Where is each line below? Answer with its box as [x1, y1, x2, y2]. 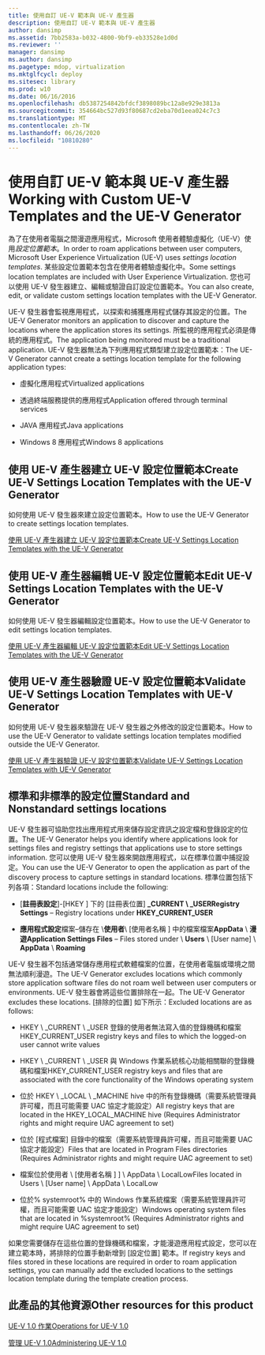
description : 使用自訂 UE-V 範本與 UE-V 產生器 [8, 19, 155, 27]
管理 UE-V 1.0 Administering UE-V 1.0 [8, 1338, 127, 1347]
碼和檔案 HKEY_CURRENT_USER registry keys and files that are [19, 1066, 223, 1075]
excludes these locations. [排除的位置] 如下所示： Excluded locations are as [8, 997, 252, 1007]
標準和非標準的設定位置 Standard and [8, 789, 190, 803]
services [19, 405, 48, 414]
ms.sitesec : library [8, 77, 77, 85]
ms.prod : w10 [8, 85, 51, 93]
